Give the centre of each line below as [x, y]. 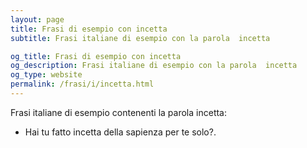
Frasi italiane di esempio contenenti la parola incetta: [119, 112]
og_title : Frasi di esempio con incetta [96, 56]
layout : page [37, 19]
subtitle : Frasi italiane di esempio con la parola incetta [140, 38]
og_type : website [46, 75]
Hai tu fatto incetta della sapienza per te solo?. [120, 132]
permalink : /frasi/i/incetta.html [82, 84]
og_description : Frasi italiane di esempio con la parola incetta [154, 66]
